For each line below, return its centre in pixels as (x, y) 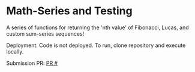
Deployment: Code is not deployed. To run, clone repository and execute (96, 45)
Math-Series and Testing (70, 11)
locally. (15, 51)
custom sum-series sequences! (45, 33)
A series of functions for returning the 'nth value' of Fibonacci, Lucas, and (97, 27)
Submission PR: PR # (32, 63)
